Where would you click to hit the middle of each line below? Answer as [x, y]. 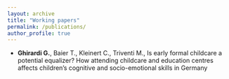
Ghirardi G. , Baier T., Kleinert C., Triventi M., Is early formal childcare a [120, 53]
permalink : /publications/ [47, 27]
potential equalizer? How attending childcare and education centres [116, 61]
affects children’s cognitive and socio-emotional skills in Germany [112, 68]
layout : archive [31, 14]
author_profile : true [39, 33]
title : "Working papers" [44, 20]
